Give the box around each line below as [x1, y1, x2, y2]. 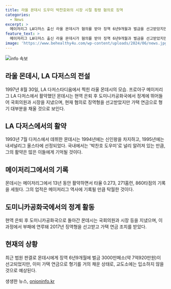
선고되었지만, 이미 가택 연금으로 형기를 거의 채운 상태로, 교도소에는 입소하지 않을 [5, 261, 164, 267]
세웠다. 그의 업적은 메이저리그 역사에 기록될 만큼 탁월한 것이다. [10, 186, 134, 192]
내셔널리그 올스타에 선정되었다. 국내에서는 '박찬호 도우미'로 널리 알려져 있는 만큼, [5, 142, 165, 149]
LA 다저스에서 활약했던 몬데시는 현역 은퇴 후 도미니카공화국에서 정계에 [10, 92, 150, 99]
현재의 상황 [5, 240, 38, 249]
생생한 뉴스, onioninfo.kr [5, 278, 55, 284]
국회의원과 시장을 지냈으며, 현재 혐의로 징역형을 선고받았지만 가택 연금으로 [10, 99, 158, 105]
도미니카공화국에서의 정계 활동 [5, 203, 95, 211]
